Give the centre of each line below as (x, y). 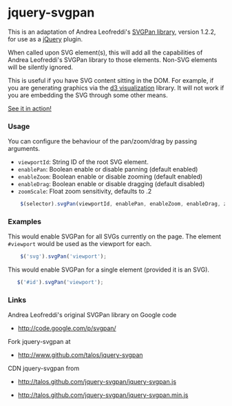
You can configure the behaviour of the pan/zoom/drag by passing (103, 141)
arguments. (24, 149)
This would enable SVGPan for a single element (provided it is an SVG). (108, 270)
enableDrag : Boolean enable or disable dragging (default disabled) (111, 184)
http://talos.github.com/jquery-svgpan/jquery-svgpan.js (97, 382)
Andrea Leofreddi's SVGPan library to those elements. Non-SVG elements (113, 59)
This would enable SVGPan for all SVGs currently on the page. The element (115, 236)
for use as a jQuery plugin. (45, 39)
